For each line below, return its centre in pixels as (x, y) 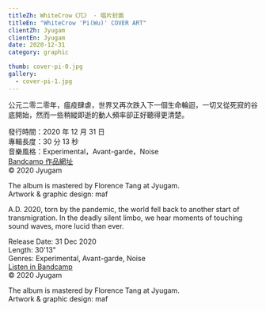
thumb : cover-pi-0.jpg (46, 67)
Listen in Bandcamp (40, 267)
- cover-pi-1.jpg (44, 81)
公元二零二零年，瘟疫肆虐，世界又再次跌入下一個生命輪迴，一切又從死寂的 (129, 104)
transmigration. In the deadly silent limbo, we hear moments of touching (125, 218)
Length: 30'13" (32, 249)
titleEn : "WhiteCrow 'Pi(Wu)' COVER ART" (78, 23)
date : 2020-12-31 (37, 45)
